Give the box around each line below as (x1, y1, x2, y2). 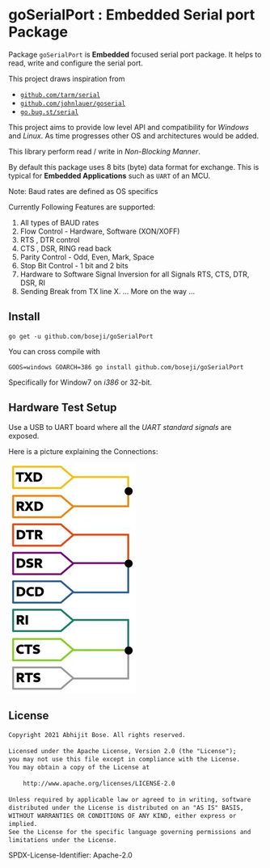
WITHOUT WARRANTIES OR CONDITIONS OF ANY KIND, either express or (8, 812, 237, 820)
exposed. (8, 431, 40, 440)
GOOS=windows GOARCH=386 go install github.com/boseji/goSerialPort (8, 363, 244, 371)
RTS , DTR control (19, 234, 80, 244)
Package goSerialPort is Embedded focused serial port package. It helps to (8, 49, 262, 59)
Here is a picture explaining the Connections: (8, 446, 158, 456)
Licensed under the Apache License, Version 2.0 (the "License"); (8, 748, 237, 756)
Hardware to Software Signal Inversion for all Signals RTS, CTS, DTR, (19, 269, 250, 279)
